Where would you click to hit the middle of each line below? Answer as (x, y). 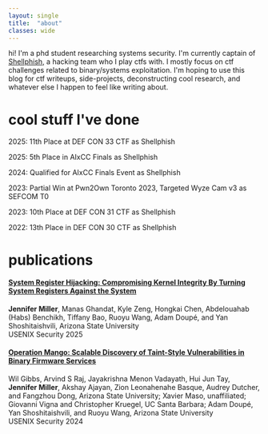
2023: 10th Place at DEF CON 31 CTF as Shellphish (92, 212)
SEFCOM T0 (29, 197)
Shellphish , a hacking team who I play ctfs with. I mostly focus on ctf (121, 62)
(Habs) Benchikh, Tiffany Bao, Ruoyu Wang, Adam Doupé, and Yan (118, 317)
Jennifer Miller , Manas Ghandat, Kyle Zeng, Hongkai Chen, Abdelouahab (129, 309)
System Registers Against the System (72, 291)
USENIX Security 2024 (46, 421)
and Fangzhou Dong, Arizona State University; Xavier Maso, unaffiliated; (127, 396)
